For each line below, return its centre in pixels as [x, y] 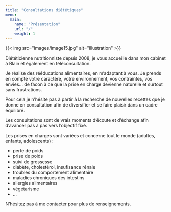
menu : [11, 15]
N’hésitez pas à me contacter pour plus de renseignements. [68, 204]
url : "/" [24, 29]
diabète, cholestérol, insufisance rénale [54, 167]
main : [16, 19]
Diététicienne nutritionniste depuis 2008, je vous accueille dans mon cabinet [86, 58]
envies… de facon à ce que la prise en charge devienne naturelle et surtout [84, 84]
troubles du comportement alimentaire [53, 172]
